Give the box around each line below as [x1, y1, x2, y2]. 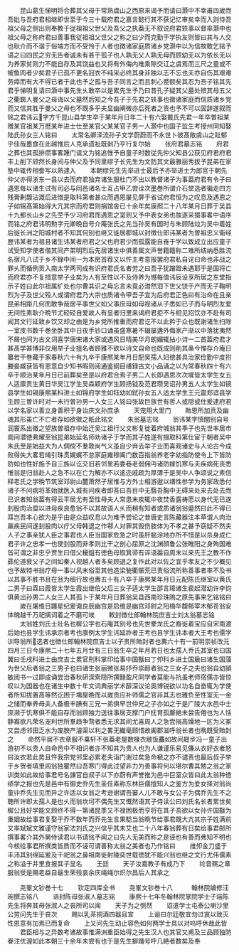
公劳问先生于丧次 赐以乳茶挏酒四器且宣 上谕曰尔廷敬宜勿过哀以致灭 [7, 910, 229, 919]
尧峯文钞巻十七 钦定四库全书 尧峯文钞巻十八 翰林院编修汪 [19, 884, 229, 892]
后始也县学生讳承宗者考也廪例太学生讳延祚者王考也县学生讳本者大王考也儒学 [7, 629, 232, 636]
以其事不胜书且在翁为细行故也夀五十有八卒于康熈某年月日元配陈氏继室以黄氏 [7, 575, 232, 583]
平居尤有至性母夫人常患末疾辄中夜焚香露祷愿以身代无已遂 [63, 495, 232, 503]
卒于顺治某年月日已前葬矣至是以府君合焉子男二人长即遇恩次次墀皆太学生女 [7, 370, 225, 379]
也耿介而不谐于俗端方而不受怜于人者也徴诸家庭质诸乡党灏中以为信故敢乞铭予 [7, 42, 232, 50]
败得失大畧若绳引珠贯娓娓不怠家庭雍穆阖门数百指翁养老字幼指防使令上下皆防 [7, 451, 232, 459]
